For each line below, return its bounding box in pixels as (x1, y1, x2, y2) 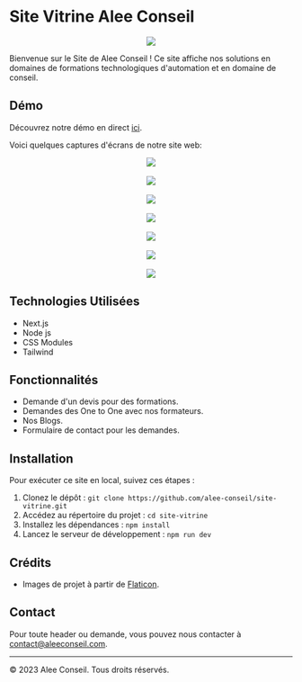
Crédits (9, 555, 52, 570)
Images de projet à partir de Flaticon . (22, 579, 160, 589)
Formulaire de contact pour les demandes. (22, 425, 180, 435)
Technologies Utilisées (9, 294, 140, 310)
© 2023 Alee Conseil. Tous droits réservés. (9, 664, 170, 675)
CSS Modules (22, 337, 74, 347)
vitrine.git (22, 502, 67, 511)
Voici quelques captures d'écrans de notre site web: (9, 139, 202, 150)
